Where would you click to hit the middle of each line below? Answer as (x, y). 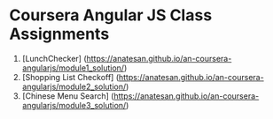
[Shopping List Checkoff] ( (70, 77)
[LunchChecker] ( (54, 58)
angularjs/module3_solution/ (74, 105)
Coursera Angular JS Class (111, 15)
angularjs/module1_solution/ (73, 68)
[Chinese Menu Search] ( (68, 96)
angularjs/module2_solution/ (74, 86)
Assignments (59, 34)
